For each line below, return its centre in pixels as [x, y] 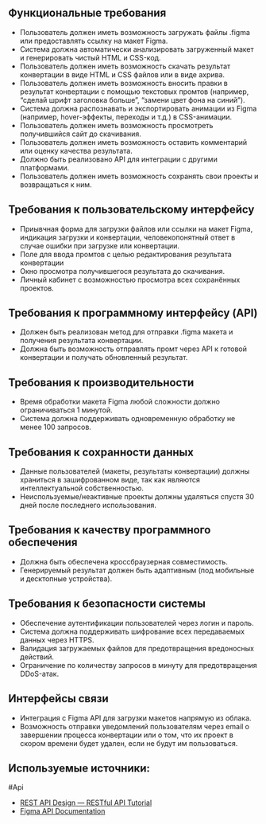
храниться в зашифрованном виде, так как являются [110, 480]
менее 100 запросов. [55, 427]
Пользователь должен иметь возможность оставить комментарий [133, 142]
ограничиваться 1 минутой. [66, 410]
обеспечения [43, 543]
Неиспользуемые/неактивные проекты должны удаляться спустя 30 [137, 497]
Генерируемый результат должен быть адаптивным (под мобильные [137, 570]
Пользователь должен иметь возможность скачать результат [125, 66]
